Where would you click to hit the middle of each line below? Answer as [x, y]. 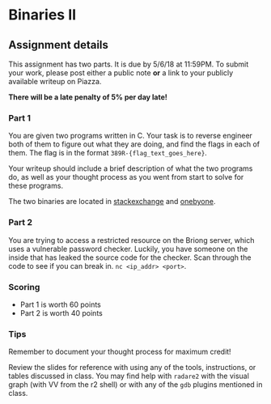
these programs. [36, 186]
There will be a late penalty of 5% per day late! [88, 97]
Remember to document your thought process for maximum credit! [120, 352]
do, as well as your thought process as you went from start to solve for [126, 177]
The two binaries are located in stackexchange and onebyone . [112, 202]
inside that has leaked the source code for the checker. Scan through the [130, 257]
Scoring [24, 287]
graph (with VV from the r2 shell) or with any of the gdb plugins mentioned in [135, 385]
